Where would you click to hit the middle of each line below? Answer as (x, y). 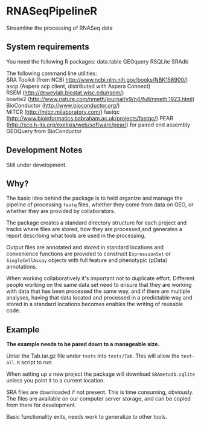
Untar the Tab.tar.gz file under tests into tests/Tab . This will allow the (93, 356)
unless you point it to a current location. (56, 381)
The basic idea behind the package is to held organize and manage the (94, 198)
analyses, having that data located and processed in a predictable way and (99, 298)
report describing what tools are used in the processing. (76, 236)
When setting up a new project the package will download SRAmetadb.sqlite (101, 374)
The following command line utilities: (52, 73)
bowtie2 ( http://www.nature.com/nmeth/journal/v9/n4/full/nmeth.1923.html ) (101, 99)
